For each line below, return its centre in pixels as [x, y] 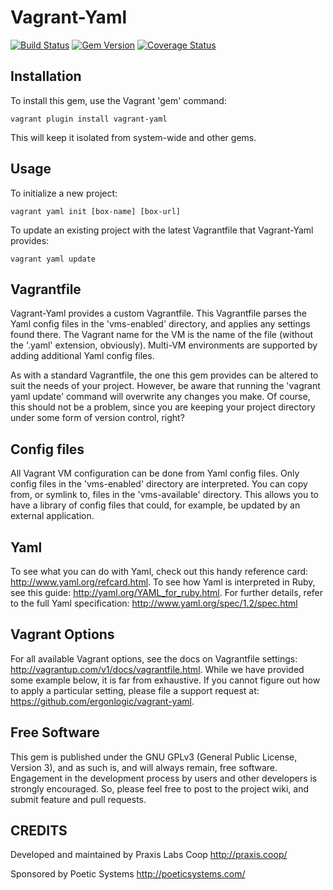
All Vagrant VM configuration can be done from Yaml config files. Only [155, 473]
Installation [46, 76]
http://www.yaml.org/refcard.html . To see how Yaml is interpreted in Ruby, [163, 582]
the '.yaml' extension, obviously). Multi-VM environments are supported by [164, 345]
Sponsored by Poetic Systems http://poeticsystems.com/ [128, 874]
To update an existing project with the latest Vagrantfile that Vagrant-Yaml [162, 230]
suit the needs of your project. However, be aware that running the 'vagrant [165, 386]
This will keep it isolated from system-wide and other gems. [133, 137]
